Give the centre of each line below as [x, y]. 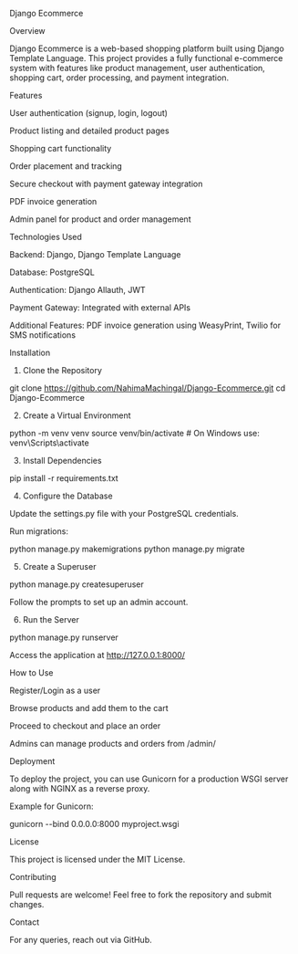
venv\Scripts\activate [49, 443]
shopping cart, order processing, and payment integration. [119, 78]
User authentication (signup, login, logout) [89, 113]
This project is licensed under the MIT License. [98, 859]
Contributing [33, 877]
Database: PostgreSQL [52, 272]
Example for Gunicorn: [51, 806]
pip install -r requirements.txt [64, 478]
